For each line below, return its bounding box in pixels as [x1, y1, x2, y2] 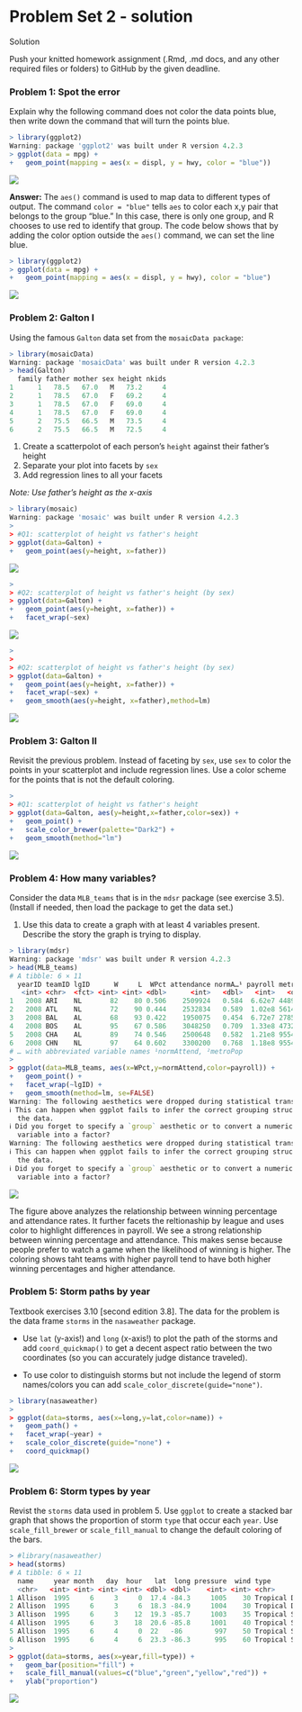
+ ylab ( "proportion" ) [9, 1677, 99, 1686]
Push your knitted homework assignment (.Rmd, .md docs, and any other [9, 53, 280, 64]
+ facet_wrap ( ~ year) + [9, 1430, 102, 1439]
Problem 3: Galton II [9, 735, 97, 747]
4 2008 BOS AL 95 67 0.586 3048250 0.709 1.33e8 [9, 1021, 276, 1030]
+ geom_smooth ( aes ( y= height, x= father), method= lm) [9, 696, 211, 706]
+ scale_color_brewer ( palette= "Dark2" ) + [9, 825, 175, 834]
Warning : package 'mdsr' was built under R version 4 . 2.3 [9, 955, 231, 964]
